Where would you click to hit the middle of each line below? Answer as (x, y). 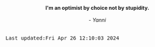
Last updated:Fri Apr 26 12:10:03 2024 (62, 38)
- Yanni (97, 20)
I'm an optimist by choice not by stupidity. (97, 8)
